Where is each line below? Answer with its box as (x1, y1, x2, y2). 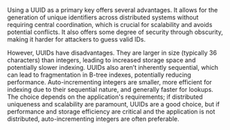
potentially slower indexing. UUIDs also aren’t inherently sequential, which (7, 64, 219, 71)
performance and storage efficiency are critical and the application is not (7, 107, 215, 115)
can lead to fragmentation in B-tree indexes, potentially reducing (7, 71, 192, 79)
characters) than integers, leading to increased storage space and (7, 56, 196, 64)
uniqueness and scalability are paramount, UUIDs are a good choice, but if (7, 100, 220, 108)
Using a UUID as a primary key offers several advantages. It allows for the (7, 6, 218, 14)
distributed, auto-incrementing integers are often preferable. (7, 115, 179, 123)
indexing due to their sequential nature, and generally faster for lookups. (7, 86, 213, 93)
